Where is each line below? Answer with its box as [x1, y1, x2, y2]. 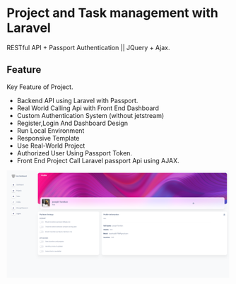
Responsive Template [16, 134, 80, 142]
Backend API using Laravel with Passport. [16, 96, 138, 105]
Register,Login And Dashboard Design [16, 119, 129, 127]
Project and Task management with [6, 5, 218, 21]
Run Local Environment [16, 126, 85, 135]
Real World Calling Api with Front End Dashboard [16, 104, 160, 112]
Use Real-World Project [16, 141, 85, 150]
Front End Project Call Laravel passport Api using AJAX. [16, 156, 179, 165]
